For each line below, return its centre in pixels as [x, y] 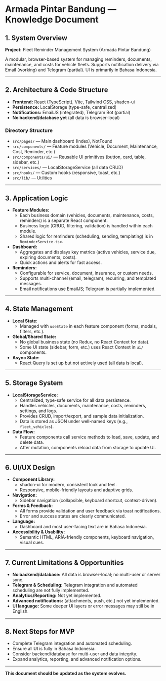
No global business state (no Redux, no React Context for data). [84, 341]
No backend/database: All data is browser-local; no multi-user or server [86, 575]
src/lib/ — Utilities [32, 178]
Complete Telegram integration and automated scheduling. [72, 643]
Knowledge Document [52, 20]
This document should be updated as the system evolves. [66, 673]
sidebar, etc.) [26, 162]
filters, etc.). [32, 331]
